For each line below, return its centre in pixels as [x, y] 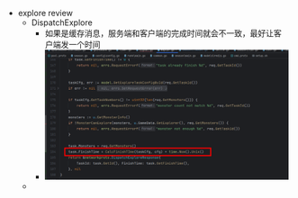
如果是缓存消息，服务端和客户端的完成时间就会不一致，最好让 [159, 33]
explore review [45, 13]
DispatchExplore [62, 22]
